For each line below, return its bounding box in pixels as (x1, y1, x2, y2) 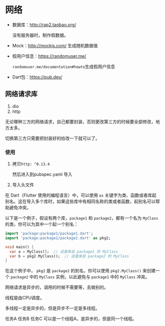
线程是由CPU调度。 (5, 295, 45, 301)
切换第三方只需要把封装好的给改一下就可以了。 (5, 135, 100, 141)
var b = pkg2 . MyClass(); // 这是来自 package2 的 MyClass (9, 254, 129, 259)
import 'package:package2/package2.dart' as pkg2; (5, 235, 111, 240)
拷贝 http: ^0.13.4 (12, 161, 50, 167)
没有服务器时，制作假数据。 (12, 32, 69, 38)
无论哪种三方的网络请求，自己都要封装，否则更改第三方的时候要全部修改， (5, 119, 156, 125)
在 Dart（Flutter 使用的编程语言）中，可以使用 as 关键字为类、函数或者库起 (5, 193, 157, 198)
